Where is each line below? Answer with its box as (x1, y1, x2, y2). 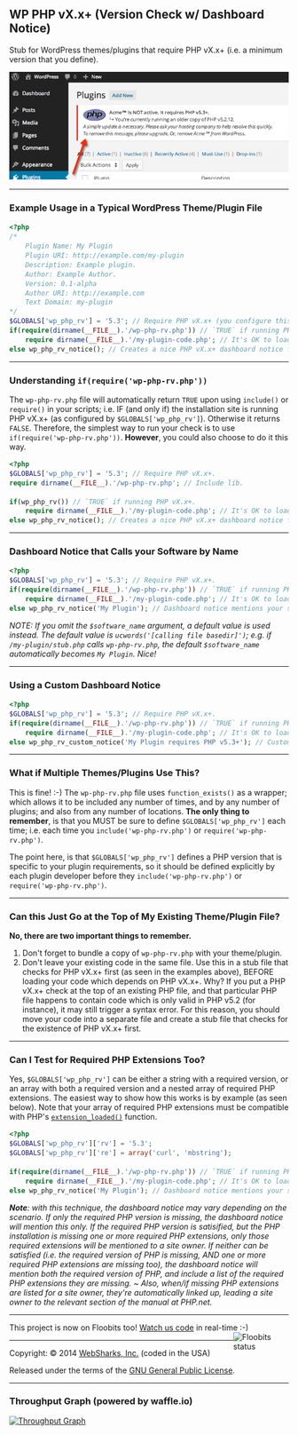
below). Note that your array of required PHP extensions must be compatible (9, 1102, 289, 1113)
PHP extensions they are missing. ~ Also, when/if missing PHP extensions (9, 1278, 279, 1288)
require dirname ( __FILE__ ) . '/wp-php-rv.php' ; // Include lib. (9, 479, 244, 488)
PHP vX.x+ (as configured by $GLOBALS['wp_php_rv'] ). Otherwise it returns (9, 413, 281, 424)
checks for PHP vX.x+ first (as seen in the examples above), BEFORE (21, 967, 274, 978)
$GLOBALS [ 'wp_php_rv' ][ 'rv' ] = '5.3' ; (9, 1139, 153, 1148)
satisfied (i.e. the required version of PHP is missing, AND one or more (9, 1249, 266, 1260)
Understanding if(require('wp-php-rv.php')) (9, 374, 208, 386)
